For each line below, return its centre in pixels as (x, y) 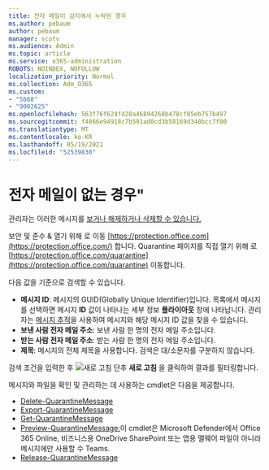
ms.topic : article (39, 54)
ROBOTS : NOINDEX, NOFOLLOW (54, 69)
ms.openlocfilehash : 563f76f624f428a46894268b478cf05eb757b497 (118, 115)
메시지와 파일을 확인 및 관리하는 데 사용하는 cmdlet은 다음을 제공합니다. (122, 385)
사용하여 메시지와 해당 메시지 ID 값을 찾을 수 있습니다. (163, 320)
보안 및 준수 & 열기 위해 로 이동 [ (60, 236)
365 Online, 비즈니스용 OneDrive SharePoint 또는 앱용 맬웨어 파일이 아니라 (141, 438)
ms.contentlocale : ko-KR (50, 137)
